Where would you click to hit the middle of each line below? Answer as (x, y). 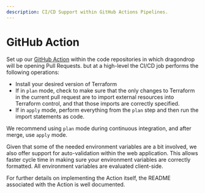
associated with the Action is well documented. (66, 184)
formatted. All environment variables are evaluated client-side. (85, 166)
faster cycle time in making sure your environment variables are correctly (99, 159)
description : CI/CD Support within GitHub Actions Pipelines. (87, 12)
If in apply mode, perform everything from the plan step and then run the (107, 110)
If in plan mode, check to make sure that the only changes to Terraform (105, 90)
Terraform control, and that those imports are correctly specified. (97, 103)
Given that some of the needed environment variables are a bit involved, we (102, 147)
